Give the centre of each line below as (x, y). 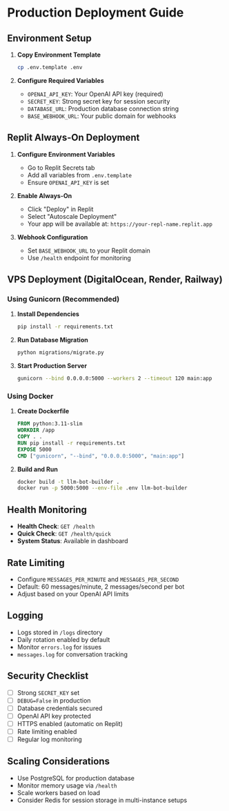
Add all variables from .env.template (80, 175)
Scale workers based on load (59, 792)
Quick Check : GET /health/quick (64, 534)
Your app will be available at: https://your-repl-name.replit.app (120, 224)
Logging (25, 616)
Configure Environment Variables (66, 154)
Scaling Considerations (59, 762)
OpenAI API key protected (54, 716)
